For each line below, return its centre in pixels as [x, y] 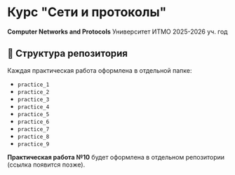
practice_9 [33, 144]
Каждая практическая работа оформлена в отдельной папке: [100, 70]
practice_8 [33, 136]
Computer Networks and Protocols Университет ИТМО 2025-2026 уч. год [117, 31]
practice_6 [33, 122]
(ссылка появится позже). [46, 164]
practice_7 [33, 129]
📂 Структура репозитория [68, 54]
